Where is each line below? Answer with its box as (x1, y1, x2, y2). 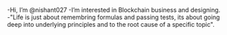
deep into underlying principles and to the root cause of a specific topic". (7, 21, 215, 28)
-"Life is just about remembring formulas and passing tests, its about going (7, 13, 220, 21)
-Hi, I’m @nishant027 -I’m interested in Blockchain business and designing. (7, 6, 221, 14)
